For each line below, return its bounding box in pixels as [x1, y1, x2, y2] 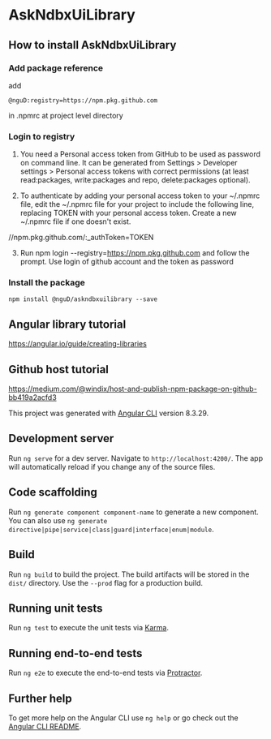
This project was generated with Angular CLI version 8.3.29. [8, 408, 209, 419]
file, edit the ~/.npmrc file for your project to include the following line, [19, 200, 255, 209]
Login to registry [8, 131, 75, 142]
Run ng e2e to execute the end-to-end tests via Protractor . [8, 668, 203, 678]
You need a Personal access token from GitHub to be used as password [19, 149, 261, 159]
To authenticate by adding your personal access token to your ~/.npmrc [19, 191, 260, 200]
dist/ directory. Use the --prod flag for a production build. [8, 578, 203, 587]
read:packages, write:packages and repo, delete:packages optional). [19, 175, 251, 185]
